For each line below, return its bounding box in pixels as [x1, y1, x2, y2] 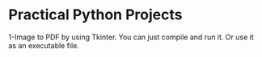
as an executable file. [8, 40, 79, 50]
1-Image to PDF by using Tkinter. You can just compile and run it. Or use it [8, 32, 254, 42]
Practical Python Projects [8, 6, 183, 24]
